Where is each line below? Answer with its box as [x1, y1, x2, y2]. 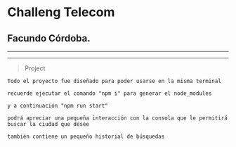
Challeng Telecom [7, 4, 115, 20]
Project [24, 64, 46, 72]
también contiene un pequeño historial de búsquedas [7, 133, 165, 140]
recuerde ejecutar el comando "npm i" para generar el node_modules [7, 90, 212, 97]
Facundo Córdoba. [7, 32, 91, 44]
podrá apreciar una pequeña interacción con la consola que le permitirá [7, 115, 228, 122]
